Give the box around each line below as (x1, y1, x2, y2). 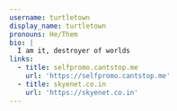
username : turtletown (9, 13, 91, 22)
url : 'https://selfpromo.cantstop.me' (25, 72, 171, 81)
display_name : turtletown (9, 21, 106, 30)
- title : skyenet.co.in (17, 80, 106, 89)
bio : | (9, 38, 34, 47)
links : (9, 55, 34, 64)
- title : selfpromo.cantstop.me (17, 64, 139, 73)
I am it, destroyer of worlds (17, 47, 130, 55)
